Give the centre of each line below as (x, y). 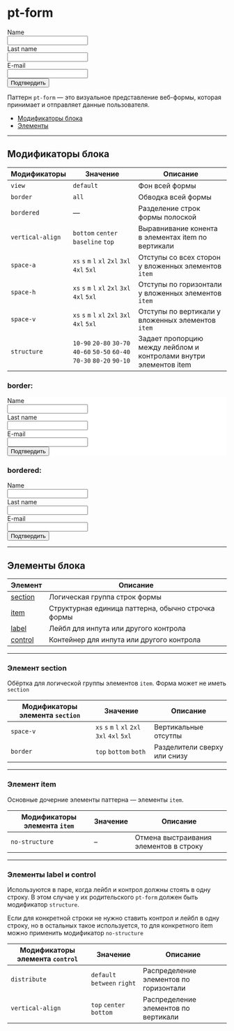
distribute (29, 980)
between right (114, 984)
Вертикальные (179, 727)
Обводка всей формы (175, 197)
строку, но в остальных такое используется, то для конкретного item (110, 926)
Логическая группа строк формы (105, 597)
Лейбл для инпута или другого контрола (117, 629)
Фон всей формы (167, 185)
